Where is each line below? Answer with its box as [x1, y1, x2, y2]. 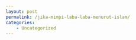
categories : [5, 19, 35, 25]
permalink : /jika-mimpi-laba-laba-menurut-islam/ [5, 14, 131, 20]
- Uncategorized [16, 25, 57, 31]
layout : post [5, 8, 38, 15]
